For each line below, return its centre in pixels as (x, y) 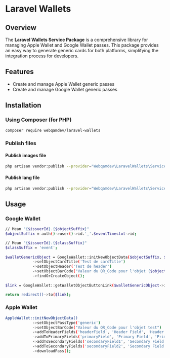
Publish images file (26, 155)
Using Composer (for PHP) (38, 120)
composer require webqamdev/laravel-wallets (53, 130)
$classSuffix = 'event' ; (31, 247)
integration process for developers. (42, 56)
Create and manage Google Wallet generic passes (65, 89)
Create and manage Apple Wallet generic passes (63, 84)
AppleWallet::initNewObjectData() (42, 318)
